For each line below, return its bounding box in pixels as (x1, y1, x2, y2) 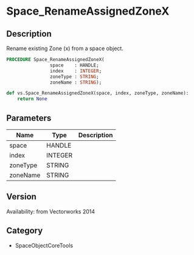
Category (6, 226, 43, 236)
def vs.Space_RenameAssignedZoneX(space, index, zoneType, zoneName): (6, 90, 189, 96)
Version (6, 192, 36, 202)
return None (17, 96, 47, 102)
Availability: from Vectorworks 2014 (6, 207, 95, 215)
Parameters (6, 113, 52, 123)
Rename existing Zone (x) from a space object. (6, 45, 123, 52)
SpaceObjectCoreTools (15, 242, 74, 249)
